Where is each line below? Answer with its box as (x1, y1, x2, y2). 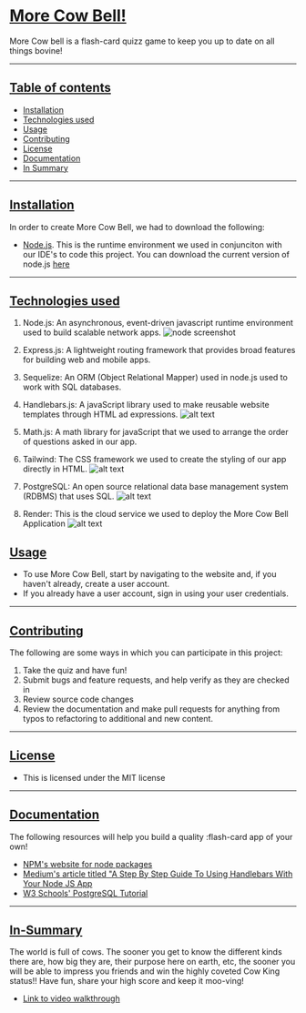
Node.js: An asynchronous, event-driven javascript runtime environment (22, 318, 294, 329)
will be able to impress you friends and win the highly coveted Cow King (9, 966, 280, 977)
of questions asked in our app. (22, 436, 138, 447)
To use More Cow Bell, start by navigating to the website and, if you (22, 569, 277, 580)
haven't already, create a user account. (22, 579, 170, 590)
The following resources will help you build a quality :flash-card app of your (9, 831, 293, 842)
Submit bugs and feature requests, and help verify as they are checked (22, 674, 290, 685)
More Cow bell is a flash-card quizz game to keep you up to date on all (9, 35, 275, 46)
